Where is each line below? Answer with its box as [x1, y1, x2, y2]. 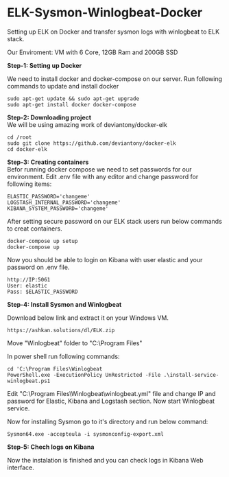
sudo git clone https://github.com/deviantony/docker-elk [7, 139, 176, 147]
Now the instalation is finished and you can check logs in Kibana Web [7, 456, 204, 464]
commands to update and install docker [7, 82, 119, 90]
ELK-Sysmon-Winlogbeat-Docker [7, 5, 203, 21]
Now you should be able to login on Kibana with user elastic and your [7, 255, 203, 264]
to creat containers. [7, 224, 63, 233]
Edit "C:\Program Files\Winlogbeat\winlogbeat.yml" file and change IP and [7, 389, 216, 397]
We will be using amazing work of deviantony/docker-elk [7, 120, 168, 128]
